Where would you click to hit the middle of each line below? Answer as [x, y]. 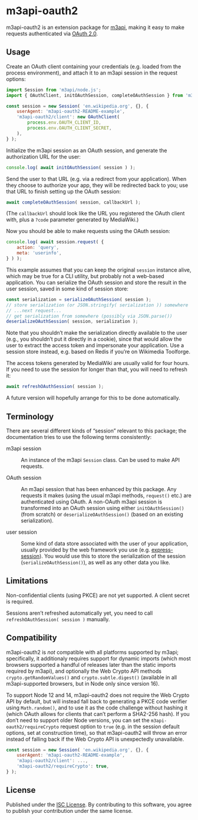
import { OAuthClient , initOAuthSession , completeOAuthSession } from [95, 95]
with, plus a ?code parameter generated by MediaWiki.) [72, 219]
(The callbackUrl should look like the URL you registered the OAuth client [95, 214]
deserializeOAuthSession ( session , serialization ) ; [72, 322]
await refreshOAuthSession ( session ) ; [55, 387]
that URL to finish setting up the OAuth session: [64, 191]
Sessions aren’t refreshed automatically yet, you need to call [80, 613]
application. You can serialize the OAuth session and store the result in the [96, 282]
